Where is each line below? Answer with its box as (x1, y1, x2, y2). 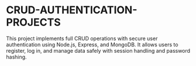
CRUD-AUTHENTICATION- (6, 3, 137, 17)
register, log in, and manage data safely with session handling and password (6, 47, 191, 54)
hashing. (6, 53, 27, 60)
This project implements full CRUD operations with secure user (6, 35, 158, 42)
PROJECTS (6, 16, 61, 29)
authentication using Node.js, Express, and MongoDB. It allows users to (6, 41, 178, 48)
